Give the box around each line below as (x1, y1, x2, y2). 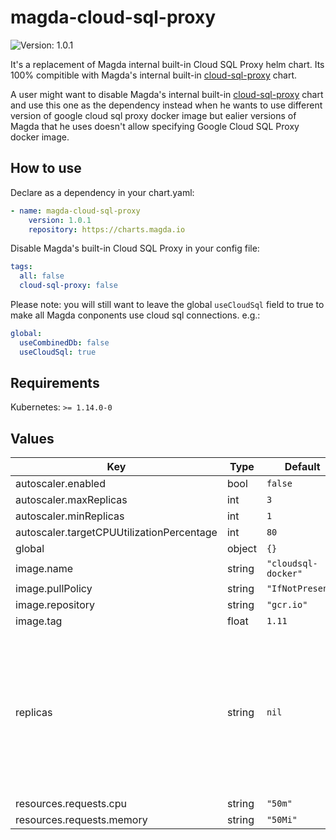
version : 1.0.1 (28, 215, 92, 225)
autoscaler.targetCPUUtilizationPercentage (15, 526, 218, 540)
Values (10, 430, 55, 447)
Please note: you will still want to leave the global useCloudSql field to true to (10, 299, 325, 310)
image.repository (15, 598, 96, 612)
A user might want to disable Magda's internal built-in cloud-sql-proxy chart (10, 88, 324, 100)
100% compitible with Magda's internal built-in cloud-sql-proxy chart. (10, 69, 298, 81)
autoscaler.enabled (15, 477, 106, 491)
